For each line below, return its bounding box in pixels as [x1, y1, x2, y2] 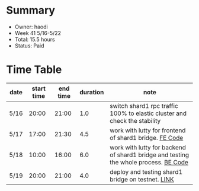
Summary [6, 4, 55, 17]
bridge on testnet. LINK [109, 175, 175, 183]
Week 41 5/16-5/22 [14, 29, 61, 36]
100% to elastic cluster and [109, 109, 187, 117]
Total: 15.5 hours [14, 36, 55, 43]
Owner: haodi [14, 23, 49, 30]
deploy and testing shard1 [109, 167, 183, 176]
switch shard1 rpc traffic [109, 101, 179, 110]
